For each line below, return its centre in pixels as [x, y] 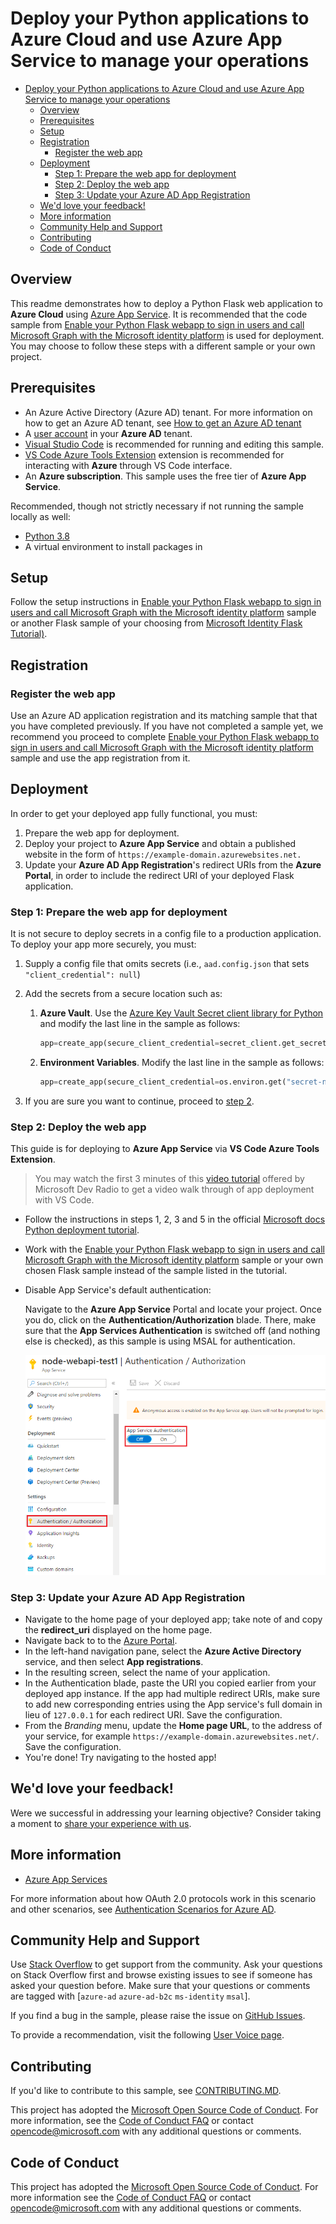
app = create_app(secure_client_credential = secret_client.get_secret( [185, 1043]
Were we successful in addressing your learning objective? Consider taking [166, 1813]
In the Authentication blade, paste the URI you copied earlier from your [170, 1683]
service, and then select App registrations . [114, 1661]
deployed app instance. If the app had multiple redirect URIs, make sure [172, 1693]
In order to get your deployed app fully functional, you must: [134, 813]
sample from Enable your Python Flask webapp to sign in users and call [157, 324]
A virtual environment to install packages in [113, 546]
